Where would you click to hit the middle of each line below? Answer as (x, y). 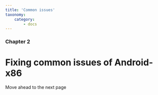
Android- (134, 62)
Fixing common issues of (59, 62)
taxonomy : (16, 15)
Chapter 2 (18, 42)
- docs (30, 24)
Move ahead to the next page (36, 87)
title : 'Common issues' (30, 10)
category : (25, 19)
